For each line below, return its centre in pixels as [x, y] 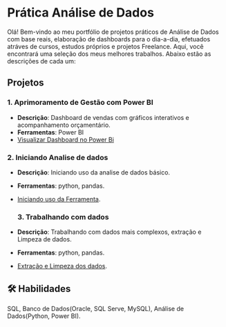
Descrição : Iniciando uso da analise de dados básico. [94, 172]
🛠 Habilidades [39, 289]
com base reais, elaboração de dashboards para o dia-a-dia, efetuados [109, 39]
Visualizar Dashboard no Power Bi [65, 139]
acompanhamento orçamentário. [64, 125]
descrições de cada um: [41, 61]
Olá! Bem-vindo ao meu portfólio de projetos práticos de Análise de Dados [113, 32]
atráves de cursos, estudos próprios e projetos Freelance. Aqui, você [105, 46]
